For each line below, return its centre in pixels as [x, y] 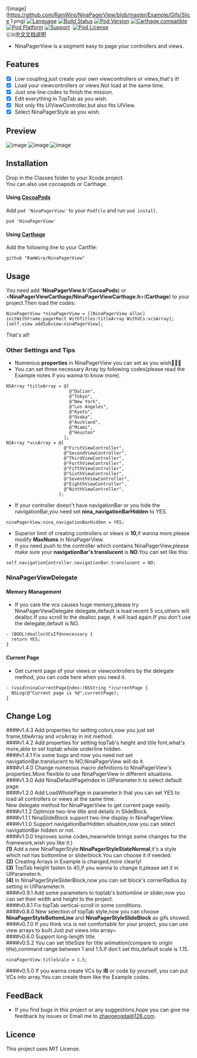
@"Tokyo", [81, 397]
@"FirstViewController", [94, 448]
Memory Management [34, 592]
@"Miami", [81, 427]
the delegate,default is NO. [47, 623]
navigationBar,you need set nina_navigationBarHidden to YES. [91, 512]
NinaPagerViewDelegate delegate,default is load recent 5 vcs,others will [102, 611]
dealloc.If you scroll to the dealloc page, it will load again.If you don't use [103, 617]
